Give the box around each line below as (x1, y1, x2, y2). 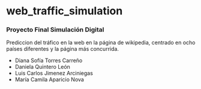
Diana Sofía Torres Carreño (14, 57, 83, 64)
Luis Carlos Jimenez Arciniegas (14, 70, 93, 77)
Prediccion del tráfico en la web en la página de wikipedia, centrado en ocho (6, 39, 196, 46)
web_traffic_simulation (6, 4, 123, 18)
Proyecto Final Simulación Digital (6, 26, 104, 34)
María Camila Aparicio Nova (14, 76, 84, 83)
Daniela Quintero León (14, 63, 71, 70)
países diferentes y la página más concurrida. (6, 45, 119, 53)
